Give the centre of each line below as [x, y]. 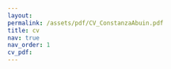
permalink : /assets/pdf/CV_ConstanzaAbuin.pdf [85, 23]
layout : [20, 15]
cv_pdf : [20, 52]
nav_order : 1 [29, 45]
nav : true [24, 38]
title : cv [24, 30]
